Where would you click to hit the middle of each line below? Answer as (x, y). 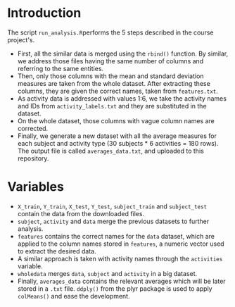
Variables (36, 187)
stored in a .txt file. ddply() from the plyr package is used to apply (115, 288)
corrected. (33, 128)
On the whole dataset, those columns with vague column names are (116, 120)
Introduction (44, 13)
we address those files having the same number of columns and (110, 61)
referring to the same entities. (61, 68)
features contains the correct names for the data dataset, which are (116, 236)
